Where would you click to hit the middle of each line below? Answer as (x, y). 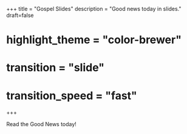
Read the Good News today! (42, 124)
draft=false (20, 15)
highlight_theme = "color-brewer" (94, 40)
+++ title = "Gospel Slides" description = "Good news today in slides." (94, 9)
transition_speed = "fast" (72, 95)
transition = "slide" (56, 68)
